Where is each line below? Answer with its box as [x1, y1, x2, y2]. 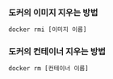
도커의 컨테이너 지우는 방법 [8, 46, 107, 57]
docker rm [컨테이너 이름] [8, 65, 89, 73]
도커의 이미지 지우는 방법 [8, 6, 98, 18]
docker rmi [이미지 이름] [8, 26, 87, 34]
